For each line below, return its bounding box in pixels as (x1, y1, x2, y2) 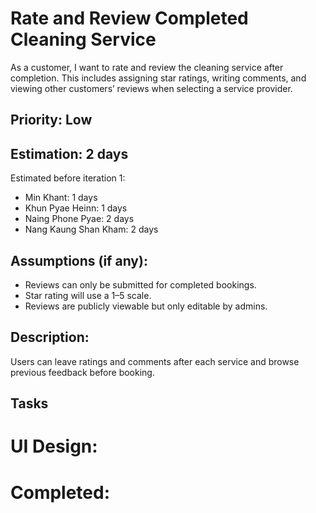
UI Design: (10, 435, 98, 458)
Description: (10, 329, 90, 346)
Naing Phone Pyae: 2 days (24, 213, 135, 225)
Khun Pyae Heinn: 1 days (24, 202, 128, 214)
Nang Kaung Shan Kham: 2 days (24, 223, 159, 236)
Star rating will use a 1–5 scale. (24, 289, 152, 301)
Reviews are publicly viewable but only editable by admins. (24, 300, 268, 312)
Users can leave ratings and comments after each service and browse (10, 355, 300, 367)
